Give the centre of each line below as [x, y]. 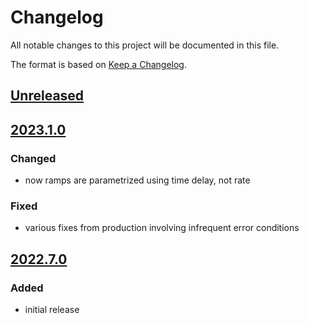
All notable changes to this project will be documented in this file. [145, 45]
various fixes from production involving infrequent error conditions [162, 228]
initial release [52, 309]
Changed [33, 158]
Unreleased [47, 96]
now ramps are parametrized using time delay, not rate [137, 180]
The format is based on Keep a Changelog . [98, 64]
